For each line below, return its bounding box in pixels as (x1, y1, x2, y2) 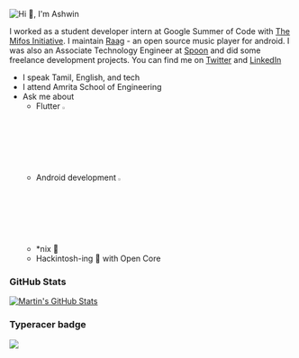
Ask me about (22, 91, 75, 102)
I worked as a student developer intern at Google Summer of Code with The (9, 26, 291, 36)
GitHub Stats (9, 275, 67, 288)
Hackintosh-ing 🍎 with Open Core (35, 253, 161, 264)
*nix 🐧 (35, 244, 59, 254)
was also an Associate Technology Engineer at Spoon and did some (9, 45, 261, 56)
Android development (35, 172, 117, 183)
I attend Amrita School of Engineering (22, 82, 162, 92)
